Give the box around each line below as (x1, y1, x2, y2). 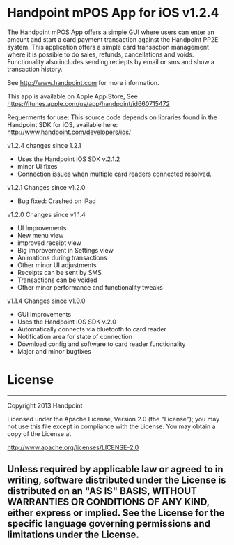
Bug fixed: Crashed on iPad (17, 197, 96, 205)
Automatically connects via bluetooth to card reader (17, 324, 167, 333)
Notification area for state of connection (17, 332, 132, 341)
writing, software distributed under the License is (7, 475, 226, 486)
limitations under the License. (7, 529, 139, 541)
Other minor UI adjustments (17, 260, 97, 269)
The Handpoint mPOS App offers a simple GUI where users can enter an (7, 28, 214, 36)
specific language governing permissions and (7, 518, 211, 530)
